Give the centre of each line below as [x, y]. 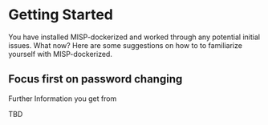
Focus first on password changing [95, 79]
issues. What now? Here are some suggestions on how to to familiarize [126, 45]
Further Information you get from [63, 99]
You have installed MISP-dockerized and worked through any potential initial [134, 37]
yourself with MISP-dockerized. [60, 54]
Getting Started [61, 15]
